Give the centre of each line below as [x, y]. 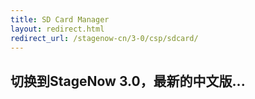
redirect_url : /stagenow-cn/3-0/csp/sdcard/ [104, 38]
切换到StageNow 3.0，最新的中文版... [128, 81]
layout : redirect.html [57, 29]
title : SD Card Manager [60, 19]
